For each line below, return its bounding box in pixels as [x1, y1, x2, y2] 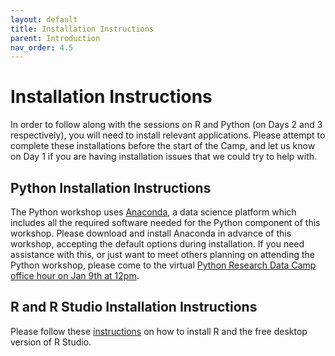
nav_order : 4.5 [10, 42, 74, 53]
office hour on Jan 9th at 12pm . [10, 270, 140, 281]
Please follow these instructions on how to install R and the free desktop [10, 325, 308, 337]
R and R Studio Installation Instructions [10, 299, 258, 316]
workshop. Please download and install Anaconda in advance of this [10, 227, 292, 239]
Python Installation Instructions [10, 179, 212, 196]
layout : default [10, 14, 78, 25]
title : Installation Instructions [10, 24, 155, 34]
